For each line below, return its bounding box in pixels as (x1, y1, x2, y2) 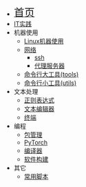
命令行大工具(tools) (23, 70, 79, 78)
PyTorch (23, 139, 48, 146)
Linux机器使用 (23, 37, 64, 45)
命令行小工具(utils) (23, 79, 77, 87)
